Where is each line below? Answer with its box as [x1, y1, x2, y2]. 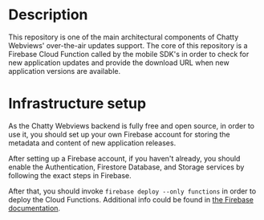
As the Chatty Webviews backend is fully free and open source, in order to [8, 120, 255, 130]
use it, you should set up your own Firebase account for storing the [8, 129, 230, 139]
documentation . [8, 203, 61, 213]
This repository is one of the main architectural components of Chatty [8, 32, 239, 42]
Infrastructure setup [8, 95, 147, 113]
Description [8, 6, 88, 24]
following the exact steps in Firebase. [8, 170, 132, 180]
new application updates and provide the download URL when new [8, 58, 230, 67]
